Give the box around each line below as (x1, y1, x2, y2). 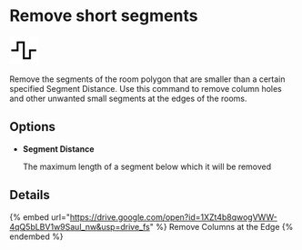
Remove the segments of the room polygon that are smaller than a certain (9, 74, 286, 85)
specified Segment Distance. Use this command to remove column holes (9, 83, 282, 94)
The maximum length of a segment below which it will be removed (22, 161, 272, 172)
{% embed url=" (9, 211, 71, 223)
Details (9, 187, 50, 203)
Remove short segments (9, 5, 198, 26)
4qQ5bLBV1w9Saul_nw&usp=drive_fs (9, 221, 150, 232)
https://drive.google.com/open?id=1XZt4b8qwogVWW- (69, 211, 277, 223)
